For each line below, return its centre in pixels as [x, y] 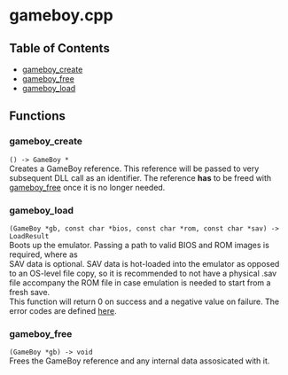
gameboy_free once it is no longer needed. [87, 187]
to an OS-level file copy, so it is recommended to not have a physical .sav [143, 273]
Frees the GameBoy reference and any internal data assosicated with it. [140, 361]
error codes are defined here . [63, 310]
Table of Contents [60, 48]
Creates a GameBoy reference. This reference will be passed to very [134, 168]
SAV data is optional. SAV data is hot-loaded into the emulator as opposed [144, 263]
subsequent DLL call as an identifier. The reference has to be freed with [140, 177]
